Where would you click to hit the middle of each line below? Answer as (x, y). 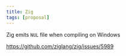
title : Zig (20, 12)
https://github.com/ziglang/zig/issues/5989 (60, 46)
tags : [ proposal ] (28, 17)
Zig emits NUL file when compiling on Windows (63, 34)
